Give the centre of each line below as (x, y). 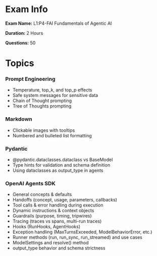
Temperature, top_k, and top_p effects (52, 90)
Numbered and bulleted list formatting (52, 135)
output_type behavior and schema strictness (59, 248)
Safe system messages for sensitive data (55, 95)
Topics (20, 63)
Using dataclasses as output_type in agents (58, 171)
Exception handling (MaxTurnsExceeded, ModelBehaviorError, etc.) (82, 232)
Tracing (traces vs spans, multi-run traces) (57, 221)
